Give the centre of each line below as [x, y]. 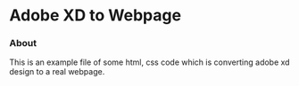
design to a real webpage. [57, 72]
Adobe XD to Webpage [95, 16]
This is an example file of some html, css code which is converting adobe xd [149, 62]
